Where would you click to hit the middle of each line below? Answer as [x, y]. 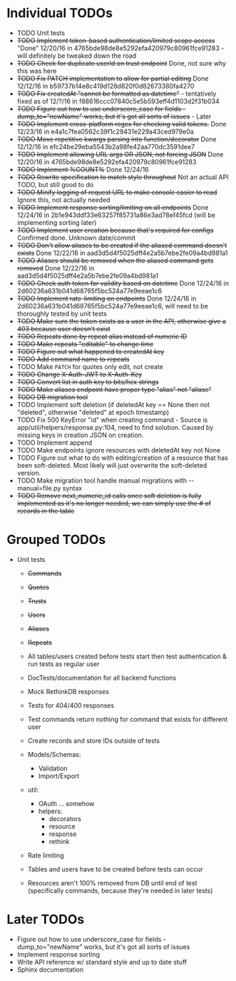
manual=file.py [39, 488]
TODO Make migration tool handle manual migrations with [102, 481]
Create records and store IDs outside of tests [94, 740]
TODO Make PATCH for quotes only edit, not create [90, 366]
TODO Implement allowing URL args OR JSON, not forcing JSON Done [120, 154]
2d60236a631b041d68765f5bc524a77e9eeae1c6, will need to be [112, 306]
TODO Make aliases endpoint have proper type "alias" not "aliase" [114, 389]
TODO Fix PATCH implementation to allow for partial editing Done [113, 78]
